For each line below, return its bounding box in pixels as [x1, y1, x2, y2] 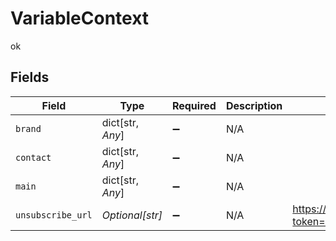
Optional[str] [101, 208, 163, 222]
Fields [10, 69, 50, 86]
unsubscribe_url [15, 209, 93, 221]
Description [225, 98, 283, 112]
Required [171, 98, 217, 112]
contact [15, 152, 52, 163]
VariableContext [10, 7, 150, 30]
